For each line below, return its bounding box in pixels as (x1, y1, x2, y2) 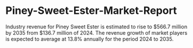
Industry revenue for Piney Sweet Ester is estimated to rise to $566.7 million (5, 23, 188, 30)
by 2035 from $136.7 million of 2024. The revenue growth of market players (5, 29, 188, 36)
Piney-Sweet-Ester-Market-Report (5, 4, 177, 17)
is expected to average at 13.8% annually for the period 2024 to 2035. (5, 35, 174, 42)
